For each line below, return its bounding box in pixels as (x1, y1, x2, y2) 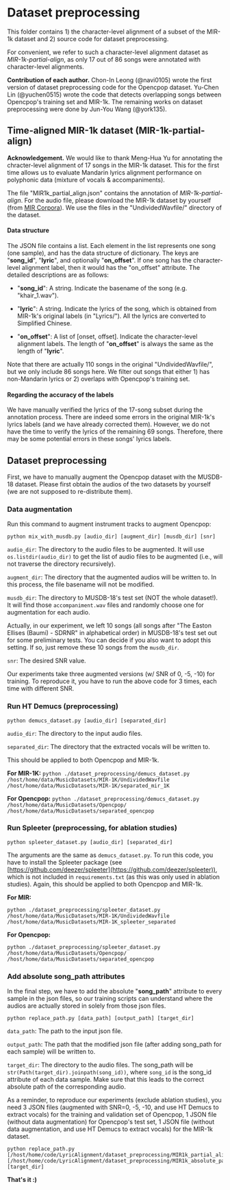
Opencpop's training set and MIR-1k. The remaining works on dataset (7, 97, 203, 106)
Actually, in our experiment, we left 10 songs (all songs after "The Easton (7, 621, 212, 630)
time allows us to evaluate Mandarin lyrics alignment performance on (7, 168, 202, 176)
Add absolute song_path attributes (7, 971, 125, 981)
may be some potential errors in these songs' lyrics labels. (7, 435, 172, 443)
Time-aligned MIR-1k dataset (7, 125, 133, 136)
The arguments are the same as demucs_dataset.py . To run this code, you (7, 851, 214, 859)
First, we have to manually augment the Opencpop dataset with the (7, 473, 196, 481)
